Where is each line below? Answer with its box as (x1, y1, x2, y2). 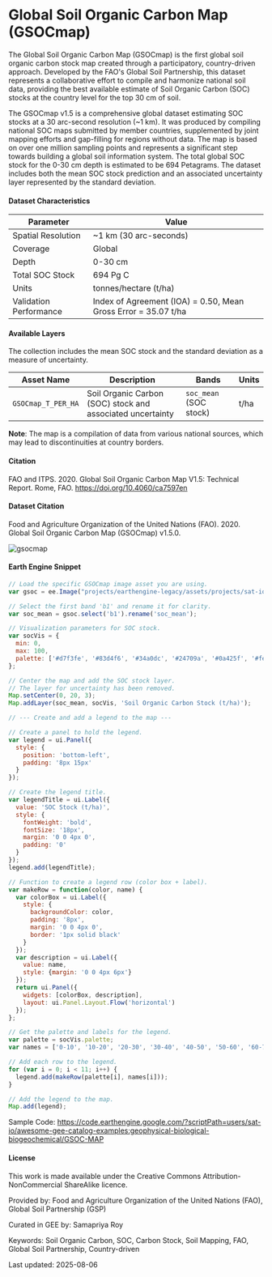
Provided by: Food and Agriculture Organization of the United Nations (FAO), (8, 1195, 263, 1205)
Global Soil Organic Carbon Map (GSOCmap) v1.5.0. (8, 528, 181, 538)
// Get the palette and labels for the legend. (8, 1028, 172, 1036)
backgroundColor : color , (29, 909, 114, 917)
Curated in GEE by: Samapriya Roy (8, 1220, 124, 1229)
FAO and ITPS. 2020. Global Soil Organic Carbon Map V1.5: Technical (8, 474, 240, 483)
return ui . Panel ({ (15, 984, 79, 992)
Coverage (12, 243, 50, 254)
